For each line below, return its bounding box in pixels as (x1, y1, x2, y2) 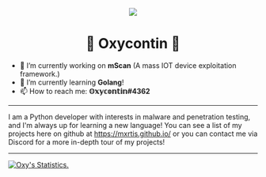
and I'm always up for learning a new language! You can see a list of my (8, 120, 243, 130)
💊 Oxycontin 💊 (85, 35, 180, 53)
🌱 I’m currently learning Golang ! (19, 77, 124, 87)
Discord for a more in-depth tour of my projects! (8, 137, 165, 146)
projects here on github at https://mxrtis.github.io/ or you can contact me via (8, 129, 258, 138)
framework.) (19, 69, 61, 78)
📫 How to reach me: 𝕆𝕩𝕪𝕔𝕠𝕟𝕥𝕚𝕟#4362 (19, 86, 150, 96)
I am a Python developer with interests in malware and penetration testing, (8, 111, 251, 122)
